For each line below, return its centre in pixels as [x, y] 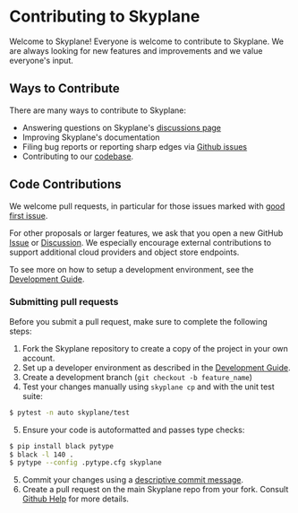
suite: [32, 396]
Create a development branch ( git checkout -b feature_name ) [137, 377]
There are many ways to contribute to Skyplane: [98, 110]
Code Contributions [66, 184]
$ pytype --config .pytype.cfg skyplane [86, 463]
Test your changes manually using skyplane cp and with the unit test [148, 387]
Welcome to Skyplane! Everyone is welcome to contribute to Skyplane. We [147, 41]
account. [38, 358]
